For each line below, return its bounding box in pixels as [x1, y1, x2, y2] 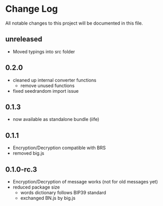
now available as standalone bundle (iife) [12, 116, 99, 122]
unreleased [5, 35, 43, 44]
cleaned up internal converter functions [12, 77, 96, 83]
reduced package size [12, 184, 60, 190]
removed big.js [12, 150, 45, 156]
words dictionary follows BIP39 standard [20, 190, 107, 195]
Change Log [5, 3, 58, 15]
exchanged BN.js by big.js [20, 195, 76, 201]
